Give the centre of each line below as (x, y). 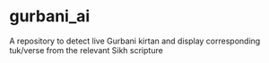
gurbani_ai (50, 16)
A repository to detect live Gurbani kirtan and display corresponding (135, 41)
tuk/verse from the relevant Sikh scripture (86, 50)
